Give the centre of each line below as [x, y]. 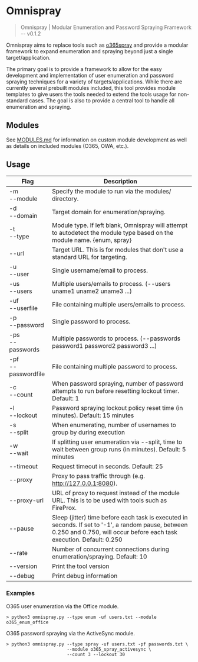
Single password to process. [91, 321]
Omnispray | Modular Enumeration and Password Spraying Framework [106, 27]
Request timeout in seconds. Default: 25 [108, 466]
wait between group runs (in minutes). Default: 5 [119, 449]
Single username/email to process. [100, 270]
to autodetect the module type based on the [113, 232]
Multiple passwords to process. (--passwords [116, 338]
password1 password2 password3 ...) [105, 345]
